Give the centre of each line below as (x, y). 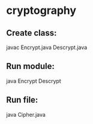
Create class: (31, 33)
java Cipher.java (26, 114)
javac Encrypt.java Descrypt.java (47, 47)
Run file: (22, 100)
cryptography (41, 11)
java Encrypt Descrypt (34, 81)
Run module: (31, 66)
